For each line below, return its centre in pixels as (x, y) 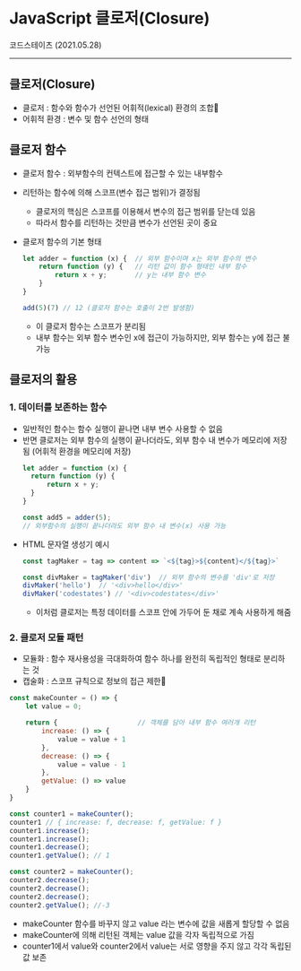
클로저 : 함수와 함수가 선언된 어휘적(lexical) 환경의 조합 (120, 108)
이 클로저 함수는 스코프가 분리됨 (90, 326)
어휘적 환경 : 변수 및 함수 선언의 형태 (86, 118)
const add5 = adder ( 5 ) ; (67, 517)
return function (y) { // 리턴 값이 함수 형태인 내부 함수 (143, 267)
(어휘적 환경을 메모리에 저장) (82, 451)
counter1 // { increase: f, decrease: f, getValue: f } (116, 822)
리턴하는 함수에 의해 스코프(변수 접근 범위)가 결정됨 (111, 192)
